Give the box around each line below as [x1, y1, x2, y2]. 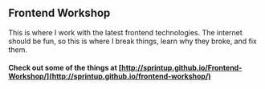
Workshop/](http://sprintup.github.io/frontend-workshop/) [8, 71, 211, 81]
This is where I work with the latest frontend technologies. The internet [8, 27, 243, 37]
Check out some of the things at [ [8, 63, 122, 73]
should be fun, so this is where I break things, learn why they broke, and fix [8, 36, 257, 46]
